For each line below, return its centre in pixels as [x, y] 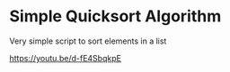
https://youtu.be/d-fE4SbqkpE [65, 58]
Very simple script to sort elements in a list [88, 41]
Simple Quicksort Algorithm [115, 16]
